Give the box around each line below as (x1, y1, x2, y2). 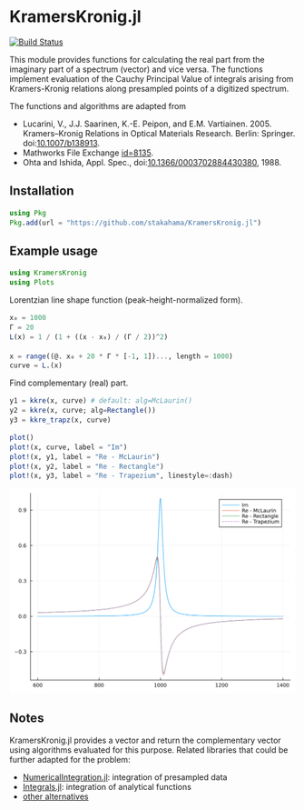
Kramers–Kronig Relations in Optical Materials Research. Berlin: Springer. (22, 127, 296, 138)
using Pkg (9, 208, 47, 217)
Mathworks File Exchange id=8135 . (22, 147, 154, 158)
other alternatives (22, 791, 89, 802)
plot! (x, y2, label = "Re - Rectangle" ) (9, 462, 165, 471)
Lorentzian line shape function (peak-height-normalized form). (9, 295, 243, 305)
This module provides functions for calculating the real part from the (9, 54, 265, 65)
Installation (9, 184, 74, 199)
